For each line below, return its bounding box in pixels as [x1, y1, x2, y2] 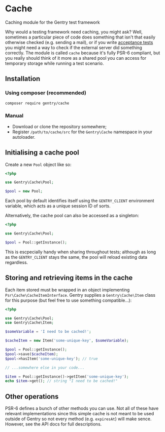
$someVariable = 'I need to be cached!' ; [5, 329, 92, 334]
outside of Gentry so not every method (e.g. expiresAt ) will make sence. [5, 416, 152, 422]
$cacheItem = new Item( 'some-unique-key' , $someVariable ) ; [5, 338, 129, 343]
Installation [5, 75, 40, 83]
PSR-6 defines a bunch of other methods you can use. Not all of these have [5, 405, 159, 411]
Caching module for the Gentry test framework [5, 19, 100, 25]
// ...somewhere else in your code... [5, 365, 85, 370]
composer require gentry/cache [5, 101, 69, 106]
